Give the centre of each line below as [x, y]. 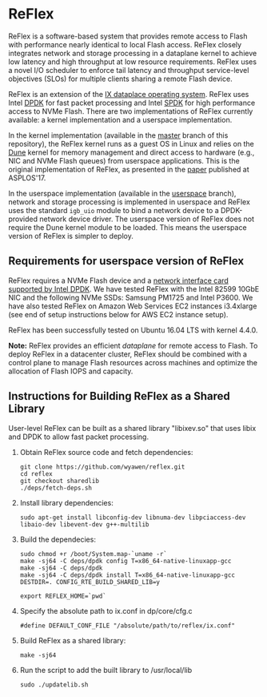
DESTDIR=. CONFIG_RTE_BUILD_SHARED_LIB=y [90, 582]
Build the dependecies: [58, 539]
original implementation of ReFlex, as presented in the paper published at [129, 169]
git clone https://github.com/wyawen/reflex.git [102, 467]
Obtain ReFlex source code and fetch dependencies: [106, 452]
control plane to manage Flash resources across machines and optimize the [133, 362]
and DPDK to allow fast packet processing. [79, 437]
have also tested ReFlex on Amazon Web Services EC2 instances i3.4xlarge [133, 306]
